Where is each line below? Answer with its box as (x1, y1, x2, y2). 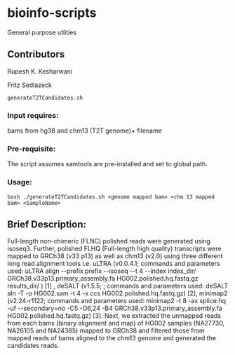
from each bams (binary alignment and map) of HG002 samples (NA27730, (7, 319, 225, 328)
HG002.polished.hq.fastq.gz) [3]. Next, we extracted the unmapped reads (7, 312, 221, 320)
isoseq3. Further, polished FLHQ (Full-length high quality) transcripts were (7, 244, 222, 253)
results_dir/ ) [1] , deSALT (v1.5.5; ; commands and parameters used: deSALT (7, 282, 229, 290)
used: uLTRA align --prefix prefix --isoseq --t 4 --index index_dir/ (7, 267, 196, 275)
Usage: (7, 177, 33, 187)
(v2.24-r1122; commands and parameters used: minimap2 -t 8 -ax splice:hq (7, 297, 227, 305)
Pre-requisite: (7, 144, 56, 154)
